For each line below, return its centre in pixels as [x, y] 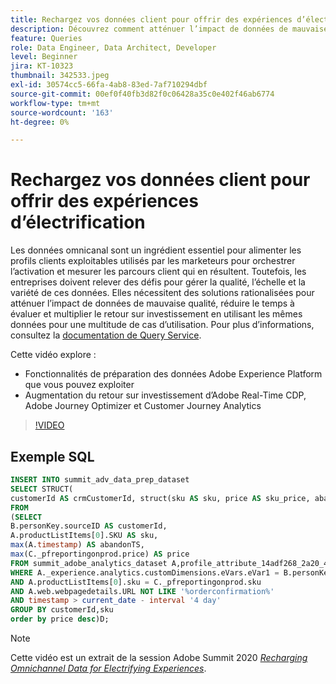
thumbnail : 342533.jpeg [60, 76]
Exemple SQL [52, 456]
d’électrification [78, 222]
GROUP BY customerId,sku [62, 610]
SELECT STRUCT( [42, 489]
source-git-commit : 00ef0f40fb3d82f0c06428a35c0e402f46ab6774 [142, 94]
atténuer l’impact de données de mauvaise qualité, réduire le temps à [152, 303]
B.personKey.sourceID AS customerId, [89, 526]
